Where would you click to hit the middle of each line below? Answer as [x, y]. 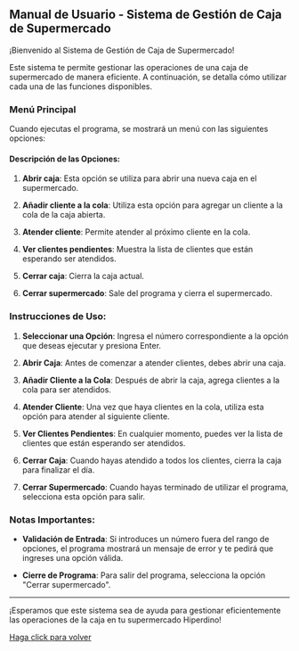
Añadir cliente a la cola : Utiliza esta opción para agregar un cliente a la [152, 205]
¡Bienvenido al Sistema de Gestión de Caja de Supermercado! [122, 50]
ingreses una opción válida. [73, 557]
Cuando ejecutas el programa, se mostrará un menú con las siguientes [139, 129]
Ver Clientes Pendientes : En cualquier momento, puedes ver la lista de [152, 433]
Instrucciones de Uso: [58, 317]
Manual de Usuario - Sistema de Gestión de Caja [145, 15]
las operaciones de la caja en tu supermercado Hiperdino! [116, 620]
